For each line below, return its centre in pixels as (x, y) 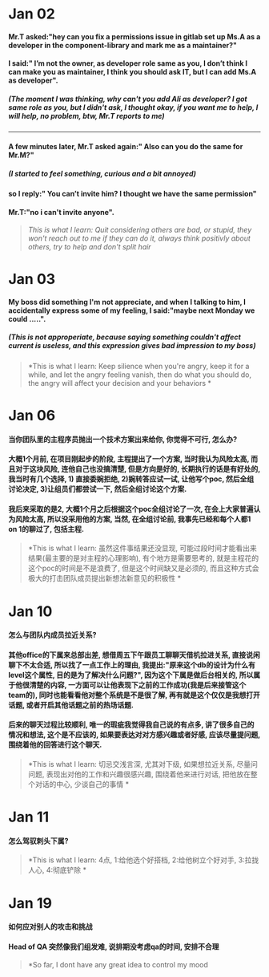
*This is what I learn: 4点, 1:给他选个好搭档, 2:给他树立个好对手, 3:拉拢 (143, 860)
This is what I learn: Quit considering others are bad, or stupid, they (140, 230)
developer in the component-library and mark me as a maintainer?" (123, 45)
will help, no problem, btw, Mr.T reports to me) (86, 116)
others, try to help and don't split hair (89, 247)
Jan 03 (32, 280)
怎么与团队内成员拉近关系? (52, 635)
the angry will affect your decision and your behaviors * (120, 383)
